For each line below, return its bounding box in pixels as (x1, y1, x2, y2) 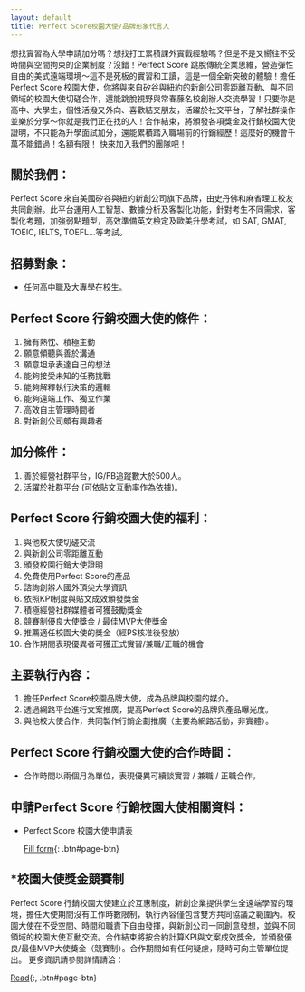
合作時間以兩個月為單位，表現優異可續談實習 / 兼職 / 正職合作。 (23, 770, 261, 781)
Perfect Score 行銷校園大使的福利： (10, 510, 212, 526)
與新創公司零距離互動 (23, 548, 103, 558)
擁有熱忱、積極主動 (23, 336, 96, 347)
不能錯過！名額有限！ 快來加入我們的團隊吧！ (17, 138, 187, 149)
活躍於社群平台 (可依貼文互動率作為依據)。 (23, 482, 183, 492)
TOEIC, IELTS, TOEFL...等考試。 (10, 227, 128, 238)
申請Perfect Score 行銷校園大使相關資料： (10, 799, 247, 815)
